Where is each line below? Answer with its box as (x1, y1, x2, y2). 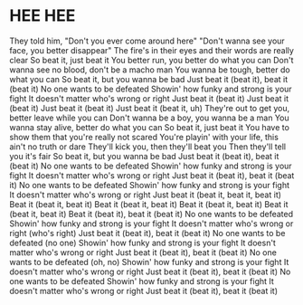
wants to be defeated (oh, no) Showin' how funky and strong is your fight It (9, 256, 289, 267)
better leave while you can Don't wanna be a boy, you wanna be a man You (9, 112, 289, 123)
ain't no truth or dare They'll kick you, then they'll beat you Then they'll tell (9, 141, 287, 152)
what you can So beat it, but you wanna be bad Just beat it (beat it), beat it (9, 73, 288, 84)
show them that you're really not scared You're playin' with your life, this (9, 131, 279, 142)
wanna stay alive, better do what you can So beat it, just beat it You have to (9, 121, 289, 132)
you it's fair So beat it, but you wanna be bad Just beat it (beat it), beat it (9, 150, 279, 161)
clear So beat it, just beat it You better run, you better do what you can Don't (9, 54, 294, 65)
